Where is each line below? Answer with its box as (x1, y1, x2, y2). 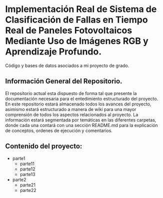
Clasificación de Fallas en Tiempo (5, 14, 148, 25)
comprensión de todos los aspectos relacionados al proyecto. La (5, 111, 138, 117)
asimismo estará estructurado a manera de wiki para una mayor (5, 106, 136, 112)
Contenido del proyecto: (5, 142, 82, 150)
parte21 (19, 181, 36, 188)
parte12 (19, 166, 36, 172)
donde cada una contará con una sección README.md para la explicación (5, 122, 158, 128)
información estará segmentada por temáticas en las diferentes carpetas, (5, 116, 156, 123)
